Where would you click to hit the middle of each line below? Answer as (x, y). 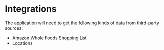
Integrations (31, 9)
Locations (23, 43)
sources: (14, 28)
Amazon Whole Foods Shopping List (49, 38)
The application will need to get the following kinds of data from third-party (82, 23)
